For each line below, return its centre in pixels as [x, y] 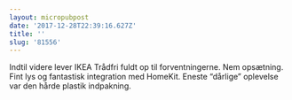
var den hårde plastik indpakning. [70, 86]
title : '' [28, 34]
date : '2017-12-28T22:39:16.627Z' [73, 26]
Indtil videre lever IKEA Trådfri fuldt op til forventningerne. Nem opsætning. [146, 67]
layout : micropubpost [49, 17]
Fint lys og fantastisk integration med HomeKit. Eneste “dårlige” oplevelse [144, 77]
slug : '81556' [36, 42]
